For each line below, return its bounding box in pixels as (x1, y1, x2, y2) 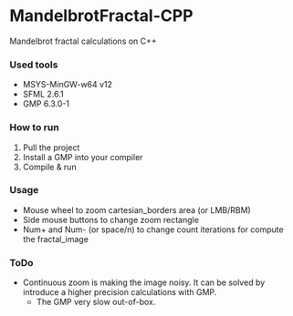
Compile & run (22, 161, 77, 172)
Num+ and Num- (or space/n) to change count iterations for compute (22, 224, 285, 235)
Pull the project (22, 142, 80, 153)
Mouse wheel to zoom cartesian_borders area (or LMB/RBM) (22, 204, 251, 215)
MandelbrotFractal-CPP (9, 5, 194, 26)
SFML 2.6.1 (22, 88, 64, 100)
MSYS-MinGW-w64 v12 (22, 79, 112, 90)
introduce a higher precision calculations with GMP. (22, 287, 217, 298)
